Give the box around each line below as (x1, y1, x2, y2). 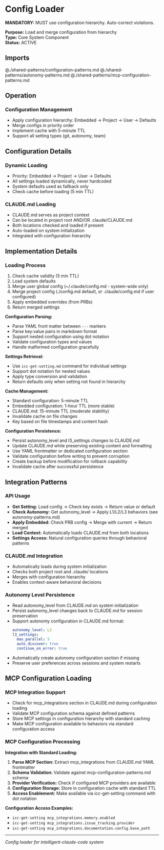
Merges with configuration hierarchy (12, 574, 86, 580)
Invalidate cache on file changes (12, 413, 78, 419)
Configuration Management (5, 106, 72, 113)
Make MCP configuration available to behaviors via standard (12, 721, 134, 727)
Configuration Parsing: (5, 314, 53, 320)
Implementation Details (5, 247, 78, 256)
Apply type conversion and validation (12, 374, 87, 380)
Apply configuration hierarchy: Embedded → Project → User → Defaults (12, 117, 157, 123)
